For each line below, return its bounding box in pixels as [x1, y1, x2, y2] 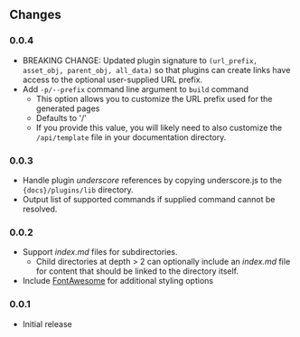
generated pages [35, 103, 100, 114]
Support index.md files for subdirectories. [22, 247, 178, 257]
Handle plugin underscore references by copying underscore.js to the [22, 174, 283, 185]
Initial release [22, 318, 72, 329]
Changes [9, 7, 61, 23]
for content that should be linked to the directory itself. [35, 266, 239, 276]
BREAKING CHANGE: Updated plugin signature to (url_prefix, [22, 54, 258, 66]
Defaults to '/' [35, 112, 88, 123]
